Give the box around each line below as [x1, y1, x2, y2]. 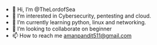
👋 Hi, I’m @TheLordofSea [12, 6, 76, 13]
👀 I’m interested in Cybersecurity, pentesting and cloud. [12, 12, 152, 19]
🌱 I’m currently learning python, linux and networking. [12, 19, 147, 26]
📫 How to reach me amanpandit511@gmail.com [12, 32, 132, 39]
